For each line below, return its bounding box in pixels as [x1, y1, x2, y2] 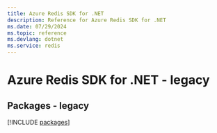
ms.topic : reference [7, 29, 67, 37]
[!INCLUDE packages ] [7, 118, 70, 126]
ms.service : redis [7, 42, 61, 49]
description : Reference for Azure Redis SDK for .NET [7, 17, 167, 24]
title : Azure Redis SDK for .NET [7, 10, 104, 17]
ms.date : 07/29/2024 [7, 23, 67, 30]
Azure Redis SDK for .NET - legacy [7, 72, 210, 88]
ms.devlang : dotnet [7, 36, 64, 43]
